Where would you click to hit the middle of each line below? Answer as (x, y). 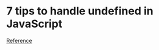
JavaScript (34, 24)
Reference (19, 40)
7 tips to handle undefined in (80, 11)
